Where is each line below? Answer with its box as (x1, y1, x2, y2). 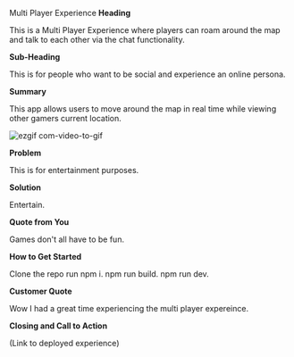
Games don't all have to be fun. (9, 234, 125, 245)
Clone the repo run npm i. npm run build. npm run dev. (9, 269, 210, 279)
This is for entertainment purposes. (9, 165, 139, 175)
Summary (9, 87, 46, 96)
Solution (9, 182, 42, 193)
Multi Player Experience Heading (9, 8, 131, 18)
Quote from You (9, 217, 70, 227)
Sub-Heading (9, 52, 61, 62)
